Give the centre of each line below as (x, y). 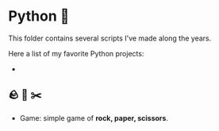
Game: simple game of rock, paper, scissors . (94, 118)
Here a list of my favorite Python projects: (76, 53)
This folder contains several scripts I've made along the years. (110, 38)
